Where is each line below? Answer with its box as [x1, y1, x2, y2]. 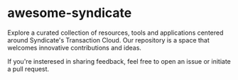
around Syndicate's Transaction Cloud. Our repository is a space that [7, 35, 210, 44]
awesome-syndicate [7, 5, 132, 21]
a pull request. [7, 64, 50, 73]
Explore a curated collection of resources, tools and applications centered [7, 28, 224, 37]
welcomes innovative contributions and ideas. [7, 43, 142, 52]
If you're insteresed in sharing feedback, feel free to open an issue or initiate [7, 57, 231, 65]
